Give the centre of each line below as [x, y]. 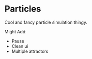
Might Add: [16, 31]
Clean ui [20, 46]
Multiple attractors [30, 51]
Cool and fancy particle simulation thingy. [46, 22]
